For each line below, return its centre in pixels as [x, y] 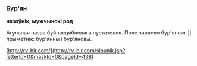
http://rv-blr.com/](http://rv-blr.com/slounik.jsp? [67, 51]
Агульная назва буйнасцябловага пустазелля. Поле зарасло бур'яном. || [99, 33]
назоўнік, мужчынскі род [40, 21]
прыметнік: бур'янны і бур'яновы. [49, 39]
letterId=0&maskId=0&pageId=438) [50, 57]
